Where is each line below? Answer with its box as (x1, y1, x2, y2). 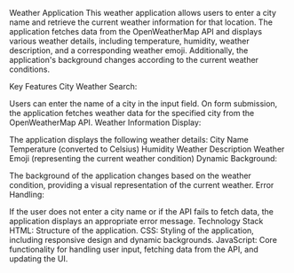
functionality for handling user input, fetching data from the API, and (9, 244, 259, 254)
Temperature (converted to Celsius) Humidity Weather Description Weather (9, 144, 285, 154)
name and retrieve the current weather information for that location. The (9, 17, 274, 27)
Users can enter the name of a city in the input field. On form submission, (9, 98, 278, 109)
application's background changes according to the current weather (9, 55, 259, 65)
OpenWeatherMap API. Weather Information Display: (9, 117, 202, 128)
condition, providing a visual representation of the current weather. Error (9, 180, 274, 190)
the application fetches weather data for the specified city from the (9, 108, 255, 118)
